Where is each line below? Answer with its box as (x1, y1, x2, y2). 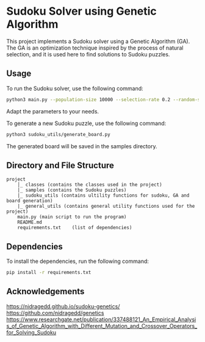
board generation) (6, 198, 53, 204)
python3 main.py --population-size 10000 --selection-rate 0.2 (6, 96, 171, 102)
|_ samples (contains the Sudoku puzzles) (17, 187, 127, 194)
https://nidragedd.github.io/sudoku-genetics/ (6, 302, 120, 310)
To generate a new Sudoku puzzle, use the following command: (6, 120, 167, 127)
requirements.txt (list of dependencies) (17, 225, 132, 231)
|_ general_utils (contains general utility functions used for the (17, 203, 195, 210)
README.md (17, 219, 43, 226)
